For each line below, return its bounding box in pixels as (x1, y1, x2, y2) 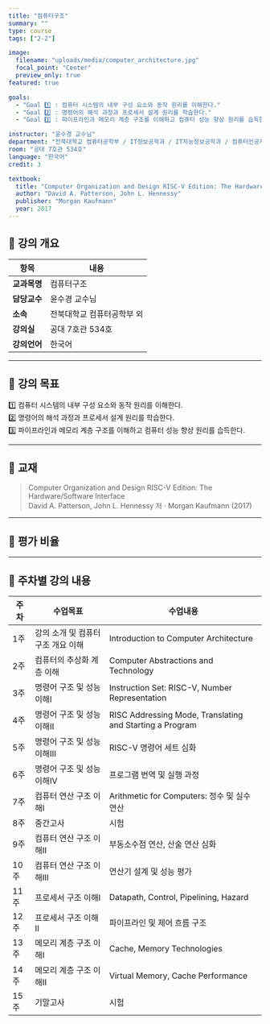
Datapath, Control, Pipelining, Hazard (108, 891, 249, 902)
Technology (108, 665, 154, 676)
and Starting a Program (108, 719, 197, 730)
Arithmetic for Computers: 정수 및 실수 (108, 790, 251, 802)
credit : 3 (8, 160, 42, 168)
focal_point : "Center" (15, 64, 92, 73)
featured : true (8, 78, 59, 87)
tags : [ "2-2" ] (8, 34, 56, 43)
